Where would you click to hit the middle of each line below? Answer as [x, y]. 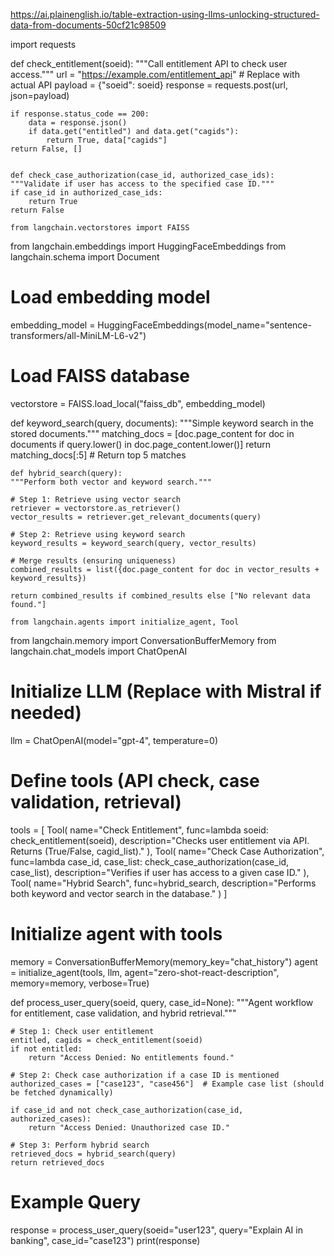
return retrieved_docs [57, 1162]
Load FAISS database [100, 376]
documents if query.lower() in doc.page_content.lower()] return [141, 444]
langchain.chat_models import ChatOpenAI [99, 651]
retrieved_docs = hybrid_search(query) [93, 1154]
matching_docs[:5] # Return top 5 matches [98, 455]
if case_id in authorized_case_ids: [86, 193]
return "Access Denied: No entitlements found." [131, 1057]
